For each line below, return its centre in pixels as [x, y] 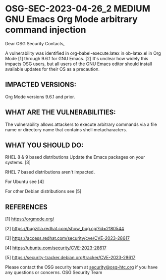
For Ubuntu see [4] [25, 182]
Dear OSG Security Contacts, [35, 43]
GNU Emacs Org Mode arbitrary [71, 19]
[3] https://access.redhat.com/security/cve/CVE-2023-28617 [67, 238]
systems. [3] [18, 163]
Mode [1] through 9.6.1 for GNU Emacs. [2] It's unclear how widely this [77, 58]
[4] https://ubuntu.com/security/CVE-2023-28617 [56, 248]
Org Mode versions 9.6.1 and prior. [40, 96]
